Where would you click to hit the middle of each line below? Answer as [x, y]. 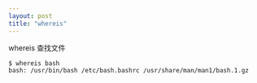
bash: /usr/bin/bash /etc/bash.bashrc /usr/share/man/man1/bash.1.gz [129, 71]
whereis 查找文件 [37, 48]
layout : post [30, 16]
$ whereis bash [34, 63]
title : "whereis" [38, 24]
